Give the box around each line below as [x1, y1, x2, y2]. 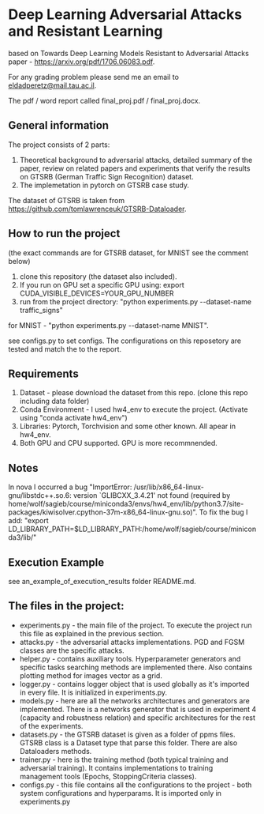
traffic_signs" [19, 305, 63, 315]
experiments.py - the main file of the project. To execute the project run [19, 620, 252, 630]
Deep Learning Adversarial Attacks [8, 6, 243, 24]
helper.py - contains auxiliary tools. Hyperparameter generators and [19, 654, 241, 663]
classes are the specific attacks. [19, 646, 125, 655]
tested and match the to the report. [8, 344, 122, 353]
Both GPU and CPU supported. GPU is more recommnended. [19, 439, 218, 448]
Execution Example [8, 556, 105, 569]
